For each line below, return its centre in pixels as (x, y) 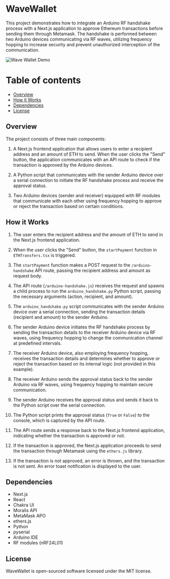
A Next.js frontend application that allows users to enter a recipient (83, 148)
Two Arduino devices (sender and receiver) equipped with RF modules (87, 195)
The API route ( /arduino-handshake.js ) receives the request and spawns (89, 286)
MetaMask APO (29, 516)
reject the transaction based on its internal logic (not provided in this (84, 363)
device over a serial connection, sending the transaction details (79, 312)
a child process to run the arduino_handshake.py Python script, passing (87, 291)
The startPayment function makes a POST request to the (72, 265)
